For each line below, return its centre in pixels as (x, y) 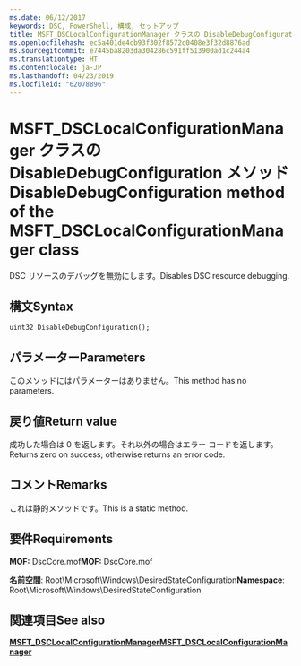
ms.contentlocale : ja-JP (56, 68)
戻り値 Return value (64, 421)
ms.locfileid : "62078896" (57, 84)
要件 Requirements (61, 539)
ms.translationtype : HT (54, 59)
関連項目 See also (57, 621)
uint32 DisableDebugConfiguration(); (80, 328)
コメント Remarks (58, 485)
